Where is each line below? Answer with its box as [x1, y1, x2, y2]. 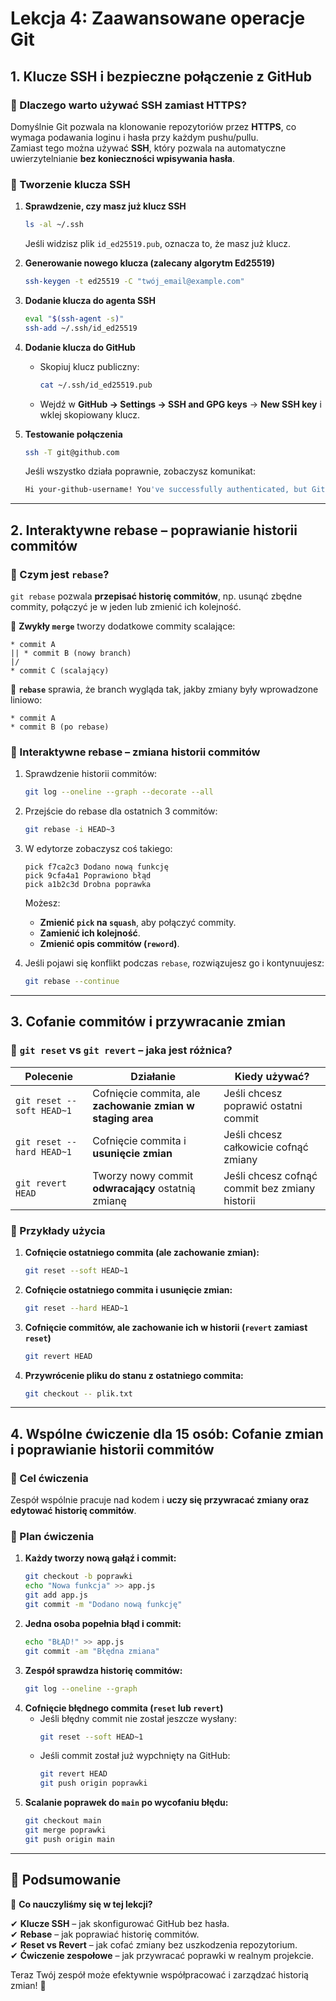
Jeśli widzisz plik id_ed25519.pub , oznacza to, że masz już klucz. [24, 238, 292, 250]
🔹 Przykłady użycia [10, 1223, 106, 1237]
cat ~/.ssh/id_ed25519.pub [39, 380, 153, 390]
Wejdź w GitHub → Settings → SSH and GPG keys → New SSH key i [39, 398, 322, 410]
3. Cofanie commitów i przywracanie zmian [10, 1013, 286, 1031]
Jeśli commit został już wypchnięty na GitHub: [39, 1750, 231, 1762]
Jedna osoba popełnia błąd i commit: [24, 1617, 182, 1629]
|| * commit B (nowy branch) [10, 648, 132, 658]
